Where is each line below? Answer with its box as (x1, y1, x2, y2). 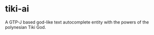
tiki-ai (5, 3, 29, 14)
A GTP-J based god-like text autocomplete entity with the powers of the (5, 19, 149, 25)
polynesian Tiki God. (5, 24, 46, 30)
